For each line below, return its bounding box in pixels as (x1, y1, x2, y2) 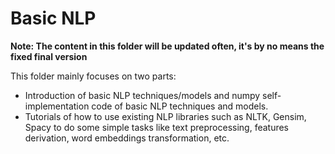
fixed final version (10, 50, 88, 62)
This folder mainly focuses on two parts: (10, 70, 177, 82)
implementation (24, 100, 90, 112)
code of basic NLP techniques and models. (91, 100, 269, 112)
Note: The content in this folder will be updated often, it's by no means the (10, 40, 325, 52)
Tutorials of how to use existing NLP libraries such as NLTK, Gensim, (24, 110, 307, 122)
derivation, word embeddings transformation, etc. (24, 132, 230, 144)
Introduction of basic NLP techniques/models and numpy (24, 89, 261, 101)
